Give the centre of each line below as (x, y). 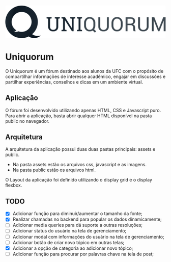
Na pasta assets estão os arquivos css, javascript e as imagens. (79, 165)
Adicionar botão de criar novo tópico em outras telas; (68, 242)
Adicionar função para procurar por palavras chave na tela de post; (83, 254)
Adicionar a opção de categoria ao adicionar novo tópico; (73, 248)
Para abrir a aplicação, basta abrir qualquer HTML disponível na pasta (79, 116)
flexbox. (14, 185)
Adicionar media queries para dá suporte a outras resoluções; (78, 225)
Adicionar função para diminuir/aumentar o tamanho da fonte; (77, 214)
